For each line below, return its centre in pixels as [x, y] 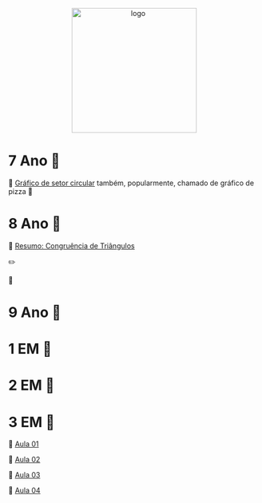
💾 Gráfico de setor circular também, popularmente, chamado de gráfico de [131, 183]
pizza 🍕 [21, 191]
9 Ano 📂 [35, 313]
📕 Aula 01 [24, 444]
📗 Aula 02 [24, 460]
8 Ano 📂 [35, 224]
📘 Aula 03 [24, 475]
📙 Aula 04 [25, 490]
